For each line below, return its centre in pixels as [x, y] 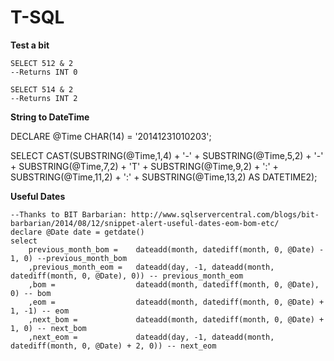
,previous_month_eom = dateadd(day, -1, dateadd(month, [151, 267]
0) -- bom [31, 293]
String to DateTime [50, 117]
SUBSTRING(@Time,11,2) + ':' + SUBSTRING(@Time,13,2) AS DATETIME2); [164, 177]
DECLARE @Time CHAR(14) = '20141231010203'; [111, 136]
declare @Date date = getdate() [77, 232]
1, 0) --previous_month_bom [69, 258]
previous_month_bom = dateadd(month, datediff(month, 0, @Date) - [176, 249]
